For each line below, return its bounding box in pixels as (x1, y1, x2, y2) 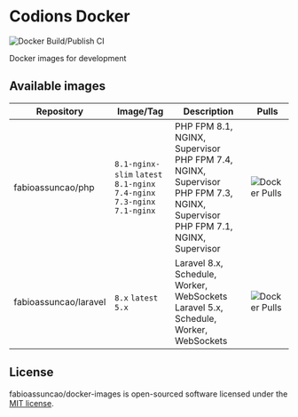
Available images (9, 78, 106, 94)
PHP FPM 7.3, (174, 187, 233, 199)
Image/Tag (116, 105, 164, 117)
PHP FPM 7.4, (174, 153, 233, 165)
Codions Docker (9, 6, 130, 27)
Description (183, 105, 234, 117)
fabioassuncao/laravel (13, 295, 106, 308)
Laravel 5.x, (174, 301, 223, 313)
